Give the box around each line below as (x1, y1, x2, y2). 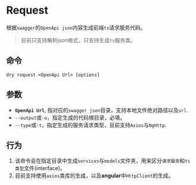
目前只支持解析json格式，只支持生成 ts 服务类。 (20, 36, 136, 43)
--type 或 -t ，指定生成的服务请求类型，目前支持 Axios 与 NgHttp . (14, 121, 167, 128)
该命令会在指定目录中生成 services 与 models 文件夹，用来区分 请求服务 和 (14, 157, 185, 164)
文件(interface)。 (23, 165, 66, 172)
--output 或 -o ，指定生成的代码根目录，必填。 (14, 114, 126, 121)
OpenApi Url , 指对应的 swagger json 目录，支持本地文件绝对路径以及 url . (14, 106, 188, 114)
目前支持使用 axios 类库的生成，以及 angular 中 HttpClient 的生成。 (14, 172, 174, 179)
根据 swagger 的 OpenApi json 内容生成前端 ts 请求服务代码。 (6, 24, 146, 31)
